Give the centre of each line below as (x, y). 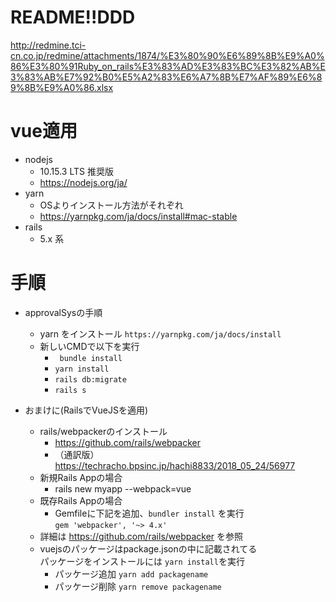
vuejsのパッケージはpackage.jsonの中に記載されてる (148, 548)
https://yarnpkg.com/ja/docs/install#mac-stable (138, 216)
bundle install (91, 358)
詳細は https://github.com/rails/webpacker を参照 (141, 536)
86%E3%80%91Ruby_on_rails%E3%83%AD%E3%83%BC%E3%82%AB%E (168, 66)
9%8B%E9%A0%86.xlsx (62, 87)
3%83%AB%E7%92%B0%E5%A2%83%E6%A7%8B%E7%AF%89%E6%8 (166, 77)
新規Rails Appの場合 (81, 477)
